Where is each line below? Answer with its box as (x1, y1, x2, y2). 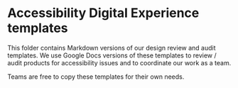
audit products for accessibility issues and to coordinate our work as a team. (7, 58, 232, 67)
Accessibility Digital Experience (7, 5, 200, 21)
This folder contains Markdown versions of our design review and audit (7, 43, 216, 52)
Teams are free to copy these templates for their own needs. (7, 72, 185, 81)
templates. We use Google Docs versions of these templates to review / (7, 51, 217, 60)
